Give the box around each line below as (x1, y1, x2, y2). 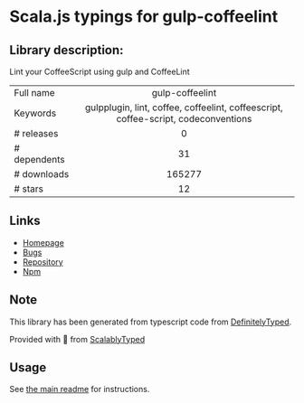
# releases (14, 127, 59, 139)
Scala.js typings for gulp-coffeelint (9, 6, 279, 27)
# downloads (14, 168, 70, 180)
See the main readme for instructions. (9, 384, 150, 395)
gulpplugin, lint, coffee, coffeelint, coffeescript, (84, 101, 283, 114)
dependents (14, 154, 65, 165)
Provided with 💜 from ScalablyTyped (9, 333, 146, 344)
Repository (22, 256, 63, 267)
